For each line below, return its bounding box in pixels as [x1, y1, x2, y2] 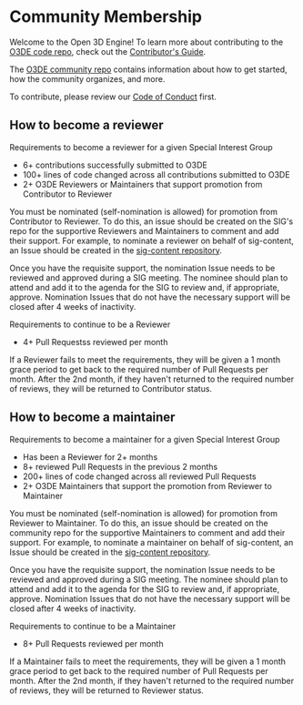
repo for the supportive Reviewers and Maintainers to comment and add [9, 225, 279, 236]
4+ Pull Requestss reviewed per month [22, 336, 168, 347]
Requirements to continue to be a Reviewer [9, 319, 171, 330]
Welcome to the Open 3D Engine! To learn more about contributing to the [9, 36, 284, 47]
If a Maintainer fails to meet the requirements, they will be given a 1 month [9, 656, 287, 667]
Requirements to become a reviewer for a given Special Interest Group [9, 141, 273, 152]
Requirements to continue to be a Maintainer [9, 620, 176, 631]
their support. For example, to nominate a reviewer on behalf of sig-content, [9, 235, 294, 246]
